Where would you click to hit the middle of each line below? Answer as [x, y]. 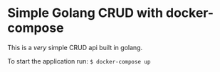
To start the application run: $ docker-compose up [79, 61]
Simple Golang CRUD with [85, 13]
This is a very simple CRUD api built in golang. [75, 47]
